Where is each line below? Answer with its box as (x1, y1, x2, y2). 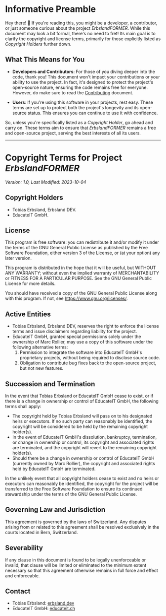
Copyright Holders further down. (5, 41, 72, 47)
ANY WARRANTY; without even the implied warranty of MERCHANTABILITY (5, 270, 160, 276)
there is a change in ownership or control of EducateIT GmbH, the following (5, 398, 159, 404)
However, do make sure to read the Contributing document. (12, 89, 133, 95)
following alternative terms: (12, 344, 68, 350)
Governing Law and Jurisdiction (5, 505, 106, 514)
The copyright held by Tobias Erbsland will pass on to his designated (12, 413, 153, 419)
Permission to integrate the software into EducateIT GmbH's (19, 349, 142, 355)
